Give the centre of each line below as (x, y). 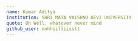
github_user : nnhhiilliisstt (43, 29)
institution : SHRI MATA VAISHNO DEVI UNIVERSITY (69, 17)
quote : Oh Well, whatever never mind (54, 23)
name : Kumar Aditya (31, 12)
